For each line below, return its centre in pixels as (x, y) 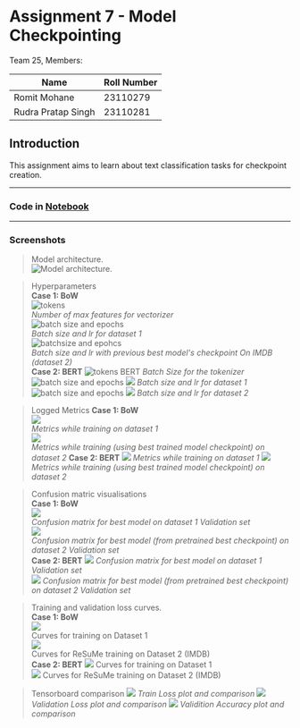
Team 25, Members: (46, 60)
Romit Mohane (44, 97)
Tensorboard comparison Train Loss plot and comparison (143, 694)
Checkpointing (66, 35)
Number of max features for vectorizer (102, 315)
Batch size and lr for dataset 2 (193, 393)
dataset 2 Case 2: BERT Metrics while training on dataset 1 (146, 458)
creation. (25, 174)
